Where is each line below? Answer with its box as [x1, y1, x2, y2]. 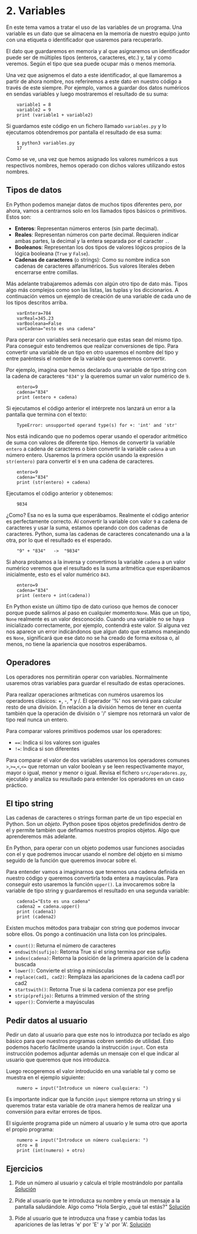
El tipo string [6, 798, 54, 808]
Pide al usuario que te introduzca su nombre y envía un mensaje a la [14, 1197, 181, 1204]
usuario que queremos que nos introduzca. [6, 1057, 111, 1064]
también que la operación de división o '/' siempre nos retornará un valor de [6, 709, 191, 717]
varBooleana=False [16, 320, 62, 327]
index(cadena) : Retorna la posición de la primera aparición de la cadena [14, 955, 189, 962]
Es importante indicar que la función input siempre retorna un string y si [6, 1095, 181, 1103]
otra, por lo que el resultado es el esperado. [6, 537, 112, 544]
